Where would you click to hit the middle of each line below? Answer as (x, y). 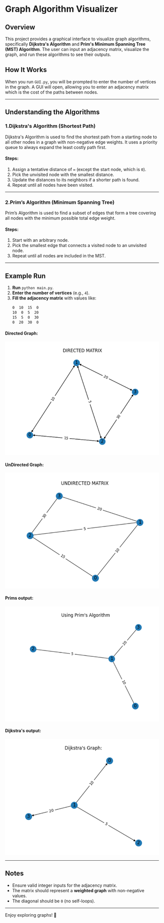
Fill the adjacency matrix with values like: (54, 298)
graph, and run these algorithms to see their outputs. (58, 54)
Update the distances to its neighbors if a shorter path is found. (76, 179)
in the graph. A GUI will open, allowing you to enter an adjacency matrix (77, 87)
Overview (20, 27)
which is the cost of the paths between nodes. (52, 92)
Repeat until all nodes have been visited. (53, 185)
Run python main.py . (33, 288)
